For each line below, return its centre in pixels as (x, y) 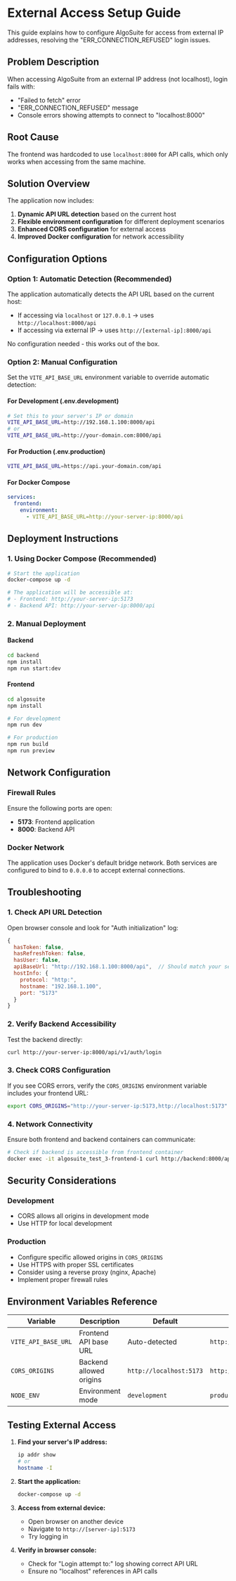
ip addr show (37, 1455)
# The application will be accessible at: (70, 592)
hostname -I (35, 1468)
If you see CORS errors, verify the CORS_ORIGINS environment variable (107, 1086)
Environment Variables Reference (83, 1302)
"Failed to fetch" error (49, 100)
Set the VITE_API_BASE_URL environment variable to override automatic (108, 377)
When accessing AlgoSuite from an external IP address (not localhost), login (118, 79)
